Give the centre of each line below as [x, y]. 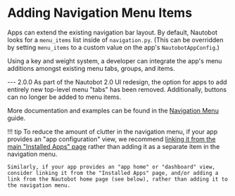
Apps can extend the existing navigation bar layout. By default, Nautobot [113, 32]
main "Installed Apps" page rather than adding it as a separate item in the [114, 146]
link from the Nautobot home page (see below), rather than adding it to [118, 179]
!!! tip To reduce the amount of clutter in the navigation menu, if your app [113, 131]
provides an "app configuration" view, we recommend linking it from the [112, 139]
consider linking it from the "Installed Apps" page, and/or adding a [113, 173]
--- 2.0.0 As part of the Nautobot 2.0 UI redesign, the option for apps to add [117, 81]
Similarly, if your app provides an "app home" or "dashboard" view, [112, 166]
